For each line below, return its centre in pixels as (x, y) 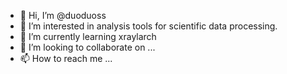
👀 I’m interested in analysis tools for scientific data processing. (148, 26)
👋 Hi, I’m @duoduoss (63, 15)
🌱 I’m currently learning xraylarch (88, 36)
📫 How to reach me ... (66, 58)
